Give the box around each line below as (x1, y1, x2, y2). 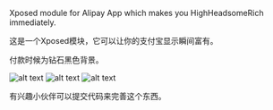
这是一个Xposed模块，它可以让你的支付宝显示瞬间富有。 (9, 36, 218, 46)
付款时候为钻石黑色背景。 (9, 55, 104, 65)
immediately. (9, 17, 56, 28)
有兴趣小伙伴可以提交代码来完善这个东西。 (9, 91, 166, 101)
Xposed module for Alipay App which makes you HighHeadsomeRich (9, 8, 264, 18)
